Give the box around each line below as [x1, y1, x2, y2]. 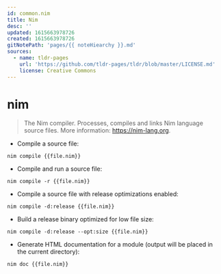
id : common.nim [7, 10, 51, 17]
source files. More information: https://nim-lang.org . [23, 126, 171, 135]
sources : [7, 49, 32, 55]
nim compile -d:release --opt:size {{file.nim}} [7, 228, 148, 236]
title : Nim [7, 16, 38, 23]
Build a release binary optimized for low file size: [16, 215, 154, 223]
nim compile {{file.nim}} [7, 153, 81, 160]
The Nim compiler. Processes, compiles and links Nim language [23, 119, 204, 127]
